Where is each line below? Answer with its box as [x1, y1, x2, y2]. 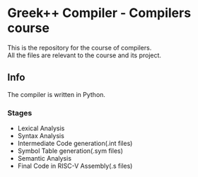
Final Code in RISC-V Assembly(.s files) [17, 161, 133, 171]
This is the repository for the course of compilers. [7, 43, 152, 52]
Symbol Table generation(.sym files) [17, 147, 124, 155]
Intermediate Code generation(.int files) [17, 139, 133, 148]
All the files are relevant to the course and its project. [7, 51, 161, 59]
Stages [7, 108, 33, 118]
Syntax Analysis [17, 132, 65, 140]
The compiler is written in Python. [7, 90, 106, 98]
